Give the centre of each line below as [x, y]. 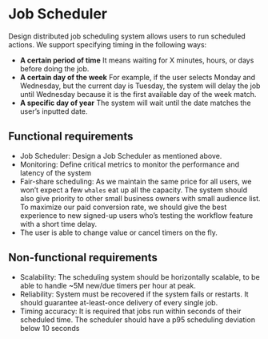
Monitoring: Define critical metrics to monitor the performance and [130, 164]
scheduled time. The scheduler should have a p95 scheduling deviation [138, 319]
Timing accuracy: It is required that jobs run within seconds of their [130, 311]
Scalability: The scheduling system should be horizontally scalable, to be [140, 276]
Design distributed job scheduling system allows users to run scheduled [127, 36]
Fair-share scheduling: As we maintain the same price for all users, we [136, 181]
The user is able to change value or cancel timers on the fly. [119, 232]
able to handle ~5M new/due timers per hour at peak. [108, 285]
